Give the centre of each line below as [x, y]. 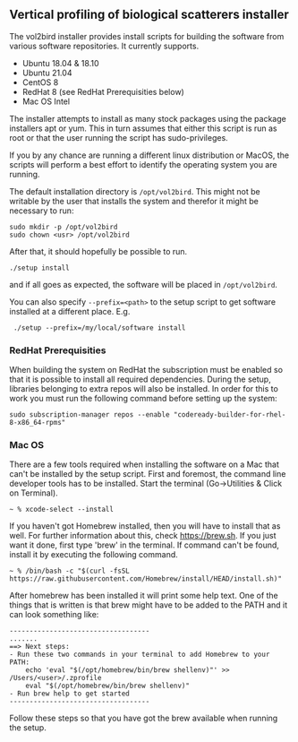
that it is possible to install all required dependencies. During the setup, [140, 379]
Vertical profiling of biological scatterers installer [149, 15]
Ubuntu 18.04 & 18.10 [61, 63]
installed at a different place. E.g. [70, 311]
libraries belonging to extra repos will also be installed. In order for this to [144, 389]
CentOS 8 [40, 82]
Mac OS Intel [46, 101]
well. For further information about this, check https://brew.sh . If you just [143, 536]
